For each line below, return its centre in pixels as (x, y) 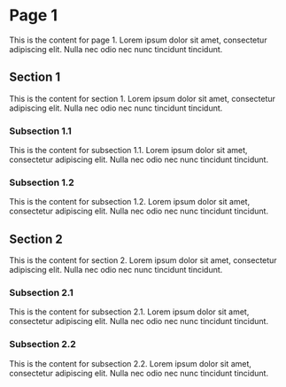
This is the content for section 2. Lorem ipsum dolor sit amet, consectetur (143, 260)
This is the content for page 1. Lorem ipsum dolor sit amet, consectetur (138, 40)
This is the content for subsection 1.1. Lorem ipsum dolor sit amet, (128, 151)
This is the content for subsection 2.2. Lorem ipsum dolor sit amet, (131, 363)
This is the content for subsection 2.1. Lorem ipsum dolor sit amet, (129, 312)
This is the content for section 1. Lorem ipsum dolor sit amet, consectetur (143, 98)
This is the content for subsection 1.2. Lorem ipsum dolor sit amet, (130, 202)
